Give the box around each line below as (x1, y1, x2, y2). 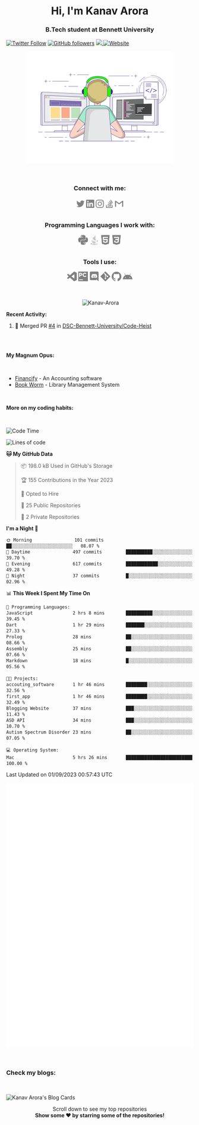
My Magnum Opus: (6, 352, 55, 359)
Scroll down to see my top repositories (52, 1105, 147, 1112)
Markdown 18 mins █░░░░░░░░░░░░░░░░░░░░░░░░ (6, 658, 193, 664)
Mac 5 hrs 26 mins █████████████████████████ (6, 755, 193, 761)
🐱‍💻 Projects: (6, 676, 39, 682)
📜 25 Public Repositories (20, 502, 81, 509)
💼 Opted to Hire (20, 490, 59, 498)
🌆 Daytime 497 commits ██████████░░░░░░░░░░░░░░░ (6, 549, 193, 555)
